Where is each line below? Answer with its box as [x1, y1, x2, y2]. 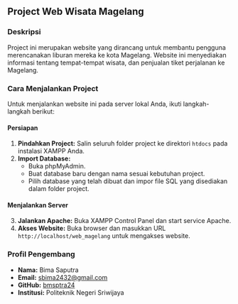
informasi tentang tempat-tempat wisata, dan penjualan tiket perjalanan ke [7, 58, 225, 67]
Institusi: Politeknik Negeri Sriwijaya [17, 288, 124, 297]
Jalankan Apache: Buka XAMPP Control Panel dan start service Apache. [17, 217, 232, 225]
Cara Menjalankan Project [7, 83, 99, 93]
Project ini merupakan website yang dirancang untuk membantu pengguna [7, 43, 226, 52]
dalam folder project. [28, 185, 90, 193]
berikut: [31, 107, 55, 116]
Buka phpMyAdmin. [28, 162, 86, 170]
